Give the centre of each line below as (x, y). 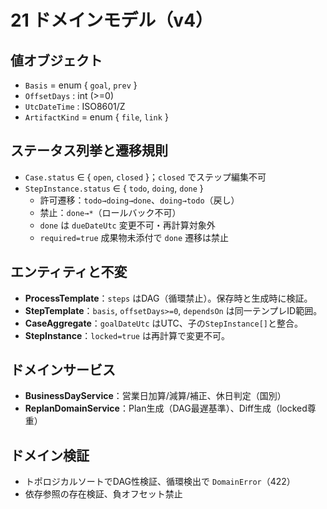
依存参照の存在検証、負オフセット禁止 (103, 494)
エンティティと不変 (69, 272)
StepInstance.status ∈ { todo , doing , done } (114, 188)
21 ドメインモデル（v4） (112, 20)
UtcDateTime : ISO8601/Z (75, 106)
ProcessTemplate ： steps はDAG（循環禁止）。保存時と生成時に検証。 (168, 298)
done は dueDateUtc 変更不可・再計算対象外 (127, 225)
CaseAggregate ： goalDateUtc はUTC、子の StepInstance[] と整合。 (164, 323)
